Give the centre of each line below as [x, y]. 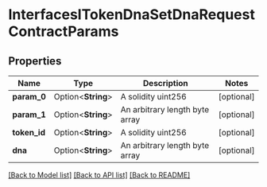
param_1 [29, 115]
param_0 [29, 97]
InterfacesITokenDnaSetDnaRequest [132, 15]
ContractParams [64, 31]
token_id [29, 132]
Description [165, 83]
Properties [35, 61]
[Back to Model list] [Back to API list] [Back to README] [99, 175]
